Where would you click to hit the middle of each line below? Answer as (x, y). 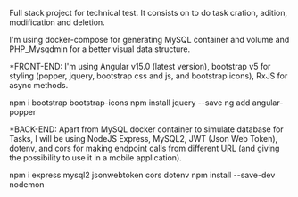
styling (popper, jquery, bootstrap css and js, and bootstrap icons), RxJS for (149, 76)
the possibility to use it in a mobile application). (96, 158)
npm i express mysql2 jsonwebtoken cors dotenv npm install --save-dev (142, 175)
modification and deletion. (57, 22)
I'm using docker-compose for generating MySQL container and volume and (149, 40)
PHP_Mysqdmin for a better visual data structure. (100, 49)
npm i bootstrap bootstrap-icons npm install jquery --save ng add (130, 103)
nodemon (27, 185)
